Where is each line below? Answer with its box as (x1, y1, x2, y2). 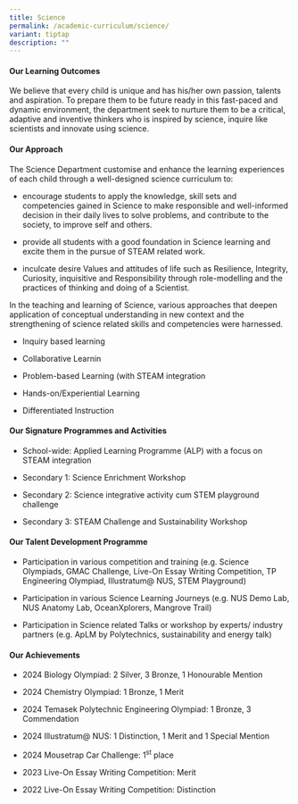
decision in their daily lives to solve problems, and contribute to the (21, 209, 269, 220)
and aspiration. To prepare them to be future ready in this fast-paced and (9, 95, 278, 105)
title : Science (9, 13, 66, 22)
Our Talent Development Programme (9, 537, 148, 548)
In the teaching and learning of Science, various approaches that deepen (9, 299, 278, 310)
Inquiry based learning (21, 336, 105, 347)
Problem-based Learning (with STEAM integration (21, 370, 206, 381)
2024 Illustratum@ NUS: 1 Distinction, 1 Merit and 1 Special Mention (21, 731, 270, 741)
